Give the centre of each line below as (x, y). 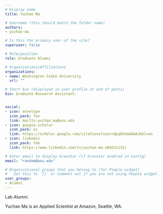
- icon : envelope (23, 111)
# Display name (20, 9)
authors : (14, 27)
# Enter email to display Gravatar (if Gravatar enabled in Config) (76, 156)
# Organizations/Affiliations (36, 67)
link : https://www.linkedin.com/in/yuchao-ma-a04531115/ (68, 148)
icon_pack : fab (25, 143)
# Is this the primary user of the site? (48, 41)
